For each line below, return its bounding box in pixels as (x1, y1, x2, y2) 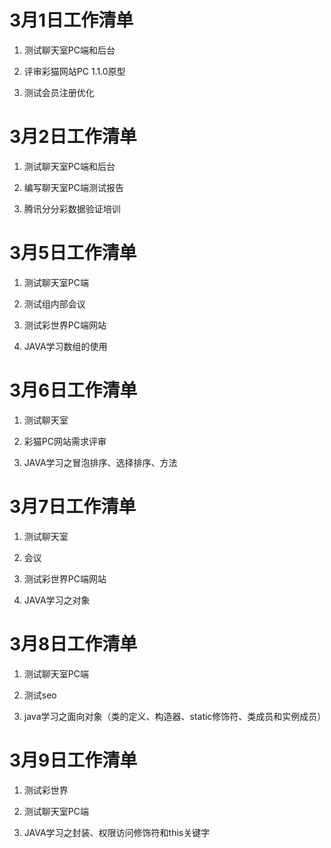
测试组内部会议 (23, 297, 86, 310)
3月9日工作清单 (9, 749, 138, 771)
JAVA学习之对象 (23, 594, 91, 606)
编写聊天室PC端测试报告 (23, 181, 124, 193)
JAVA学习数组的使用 (23, 340, 108, 352)
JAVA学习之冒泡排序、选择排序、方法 (23, 456, 178, 468)
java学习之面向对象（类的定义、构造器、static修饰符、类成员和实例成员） (23, 710, 327, 722)
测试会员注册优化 (23, 86, 95, 98)
